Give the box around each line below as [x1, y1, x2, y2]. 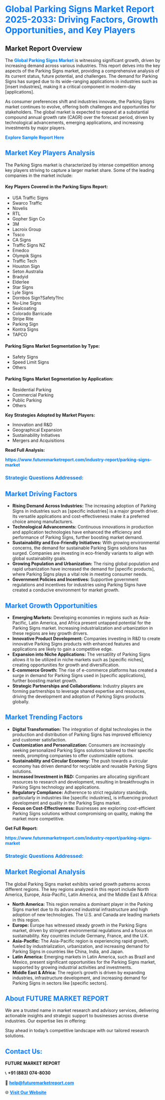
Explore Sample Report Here [5, 135, 64, 140]
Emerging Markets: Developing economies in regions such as [12, 614, 138, 620]
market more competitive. [12, 816, 65, 822]
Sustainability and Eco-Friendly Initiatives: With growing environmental [12, 540, 160, 546]
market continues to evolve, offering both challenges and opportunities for [5, 104, 156, 109]
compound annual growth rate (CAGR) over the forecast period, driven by [5, 114, 154, 120]
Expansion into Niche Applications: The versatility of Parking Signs [12, 651, 151, 657]
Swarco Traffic [12, 200, 43, 206]
